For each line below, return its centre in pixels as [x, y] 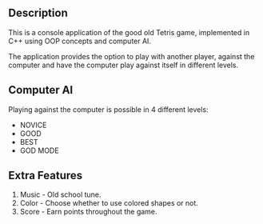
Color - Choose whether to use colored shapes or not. [109, 203]
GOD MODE [39, 150]
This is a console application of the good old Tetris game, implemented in [129, 32]
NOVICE [33, 125]
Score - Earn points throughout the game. [88, 212]
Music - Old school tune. [60, 194]
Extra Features [46, 176]
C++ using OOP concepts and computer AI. [80, 41]
